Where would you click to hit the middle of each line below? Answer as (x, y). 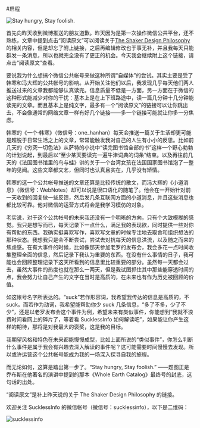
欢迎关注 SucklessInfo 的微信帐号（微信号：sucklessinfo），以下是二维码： (97, 407)
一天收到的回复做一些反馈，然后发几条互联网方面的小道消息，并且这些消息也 (100, 197)
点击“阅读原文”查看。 (32, 63)
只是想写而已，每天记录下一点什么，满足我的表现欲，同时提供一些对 (105, 225)
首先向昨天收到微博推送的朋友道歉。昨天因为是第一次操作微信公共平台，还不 (100, 33)
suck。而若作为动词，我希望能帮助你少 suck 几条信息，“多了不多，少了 (93, 304)
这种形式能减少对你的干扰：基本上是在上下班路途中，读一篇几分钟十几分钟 (97, 98)
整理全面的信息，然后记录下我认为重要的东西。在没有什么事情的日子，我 (100, 254)
